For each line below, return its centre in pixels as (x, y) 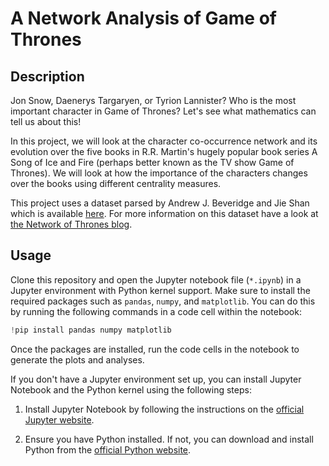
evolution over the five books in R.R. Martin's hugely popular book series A (164, 151)
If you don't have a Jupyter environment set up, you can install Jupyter (156, 379)
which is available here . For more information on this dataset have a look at (164, 213)
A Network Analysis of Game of (143, 18)
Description (47, 76)
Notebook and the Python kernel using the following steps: (131, 389)
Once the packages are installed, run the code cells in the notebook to (155, 349)
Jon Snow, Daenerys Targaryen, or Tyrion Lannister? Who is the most (153, 100)
